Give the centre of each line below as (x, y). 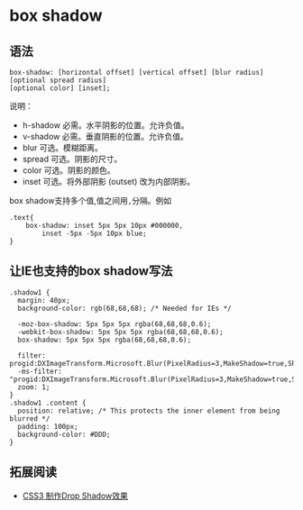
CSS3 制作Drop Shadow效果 (75, 496)
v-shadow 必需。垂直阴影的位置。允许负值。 (106, 137)
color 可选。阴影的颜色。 (69, 170)
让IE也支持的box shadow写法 (91, 271)
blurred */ (30, 419)
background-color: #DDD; (64, 434)
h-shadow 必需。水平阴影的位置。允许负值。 (106, 125)
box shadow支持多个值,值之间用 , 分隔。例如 (91, 200)
